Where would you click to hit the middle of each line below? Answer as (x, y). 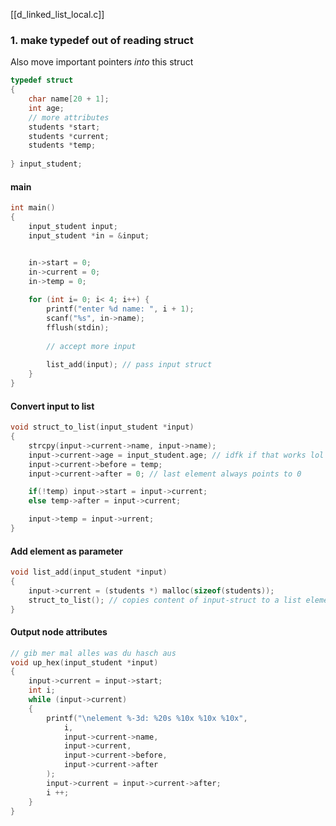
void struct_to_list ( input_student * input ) (102, 427)
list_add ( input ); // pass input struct (129, 365)
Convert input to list (52, 406)
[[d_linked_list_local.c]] (57, 14)
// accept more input (91, 346)
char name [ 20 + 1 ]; (69, 99)
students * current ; (69, 136)
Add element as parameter (67, 551)
